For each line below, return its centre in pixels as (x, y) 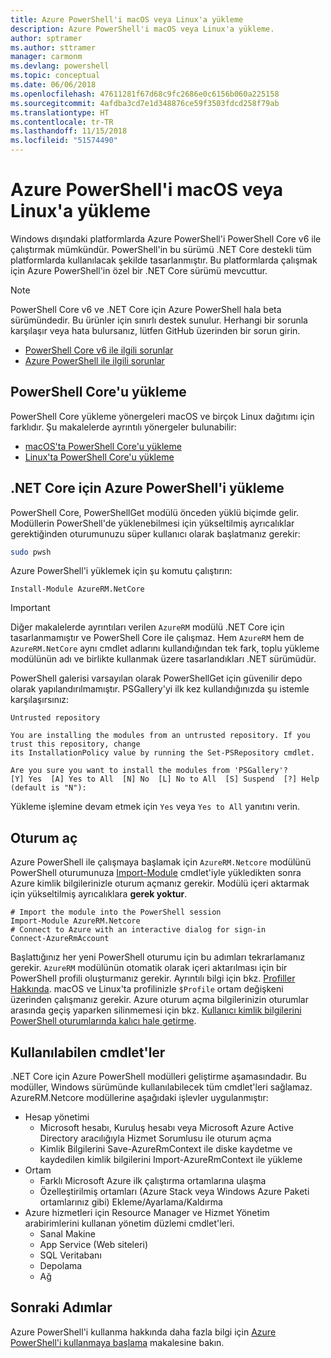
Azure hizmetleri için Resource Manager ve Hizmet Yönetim (147, 1213)
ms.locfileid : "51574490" (64, 141)
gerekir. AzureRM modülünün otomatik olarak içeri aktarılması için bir (149, 968)
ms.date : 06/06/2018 (53, 85)
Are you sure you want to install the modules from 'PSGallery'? (149, 771)
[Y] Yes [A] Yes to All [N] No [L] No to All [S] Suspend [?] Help (165, 779)
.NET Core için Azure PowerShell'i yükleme (147, 488)
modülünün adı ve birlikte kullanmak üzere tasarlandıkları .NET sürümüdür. (163, 659)
